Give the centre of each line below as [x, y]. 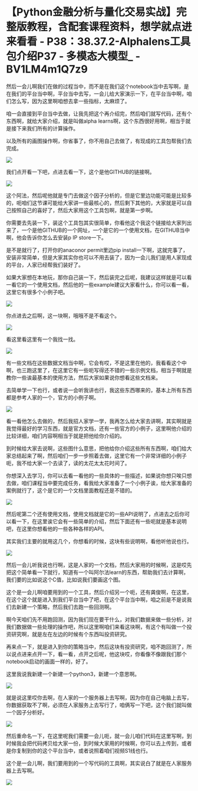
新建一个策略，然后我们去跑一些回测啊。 [65, 607]
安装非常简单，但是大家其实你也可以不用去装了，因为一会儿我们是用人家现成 [99, 257]
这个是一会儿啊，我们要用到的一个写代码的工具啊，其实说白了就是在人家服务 [99, 763]
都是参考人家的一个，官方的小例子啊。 [52, 397]
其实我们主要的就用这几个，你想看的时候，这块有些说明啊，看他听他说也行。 [99, 541]
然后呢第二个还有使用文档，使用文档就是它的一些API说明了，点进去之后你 [95, 514]
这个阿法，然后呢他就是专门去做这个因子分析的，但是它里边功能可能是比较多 [99, 195]
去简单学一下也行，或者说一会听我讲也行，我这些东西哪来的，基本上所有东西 [99, 390]
